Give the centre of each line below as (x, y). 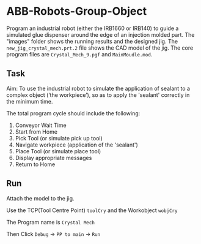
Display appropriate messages (53, 158)
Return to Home (35, 164)
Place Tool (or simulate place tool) (58, 151)
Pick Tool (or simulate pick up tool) (59, 138)
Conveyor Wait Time (41, 125)
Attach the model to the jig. (40, 198)
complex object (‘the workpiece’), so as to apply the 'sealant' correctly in (98, 95)
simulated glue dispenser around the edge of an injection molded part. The (100, 34)
